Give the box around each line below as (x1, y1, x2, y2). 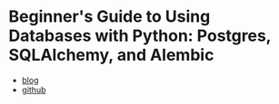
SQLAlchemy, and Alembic (8, 45, 214, 65)
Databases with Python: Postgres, (8, 25, 272, 46)
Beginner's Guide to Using (8, 6, 211, 27)
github (21, 84, 46, 95)
